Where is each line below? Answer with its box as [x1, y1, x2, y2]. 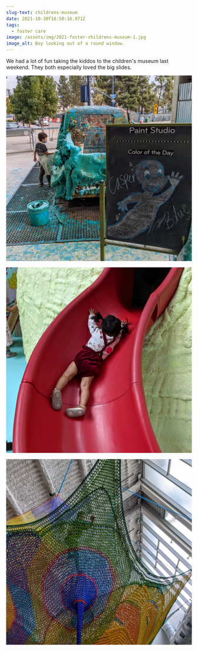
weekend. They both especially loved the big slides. [6, 64, 132, 71]
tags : [6, 22, 19, 28]
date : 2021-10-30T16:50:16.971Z [6, 15, 85, 22]
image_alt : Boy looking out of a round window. [6, 41, 126, 47]
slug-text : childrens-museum [6, 9, 78, 15]
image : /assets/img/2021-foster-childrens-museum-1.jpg [6, 34, 146, 41]
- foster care [11, 28, 46, 34]
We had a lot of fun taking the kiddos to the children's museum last [6, 58, 169, 64]
